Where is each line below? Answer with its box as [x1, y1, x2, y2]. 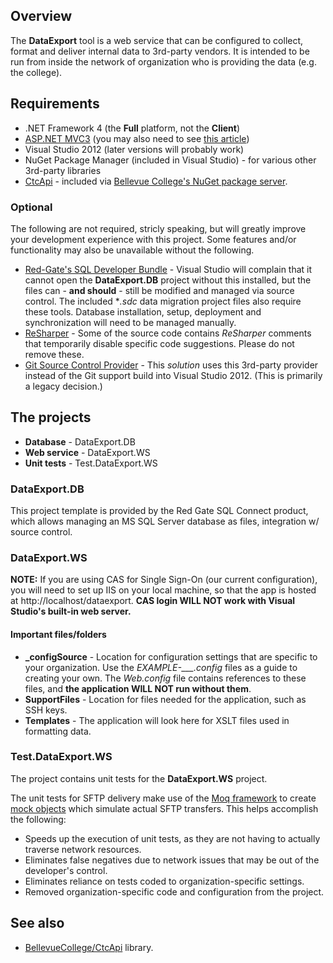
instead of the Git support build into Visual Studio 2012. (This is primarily [24, 369, 323, 381]
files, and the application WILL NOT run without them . [24, 682, 252, 694]
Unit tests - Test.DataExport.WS [24, 457, 158, 469]
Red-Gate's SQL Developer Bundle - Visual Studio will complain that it [24, 263, 313, 275]
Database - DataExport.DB [24, 435, 136, 448]
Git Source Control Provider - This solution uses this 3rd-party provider [24, 359, 319, 371]
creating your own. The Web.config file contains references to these [24, 672, 307, 684]
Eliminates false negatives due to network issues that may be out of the [24, 854, 320, 866]
